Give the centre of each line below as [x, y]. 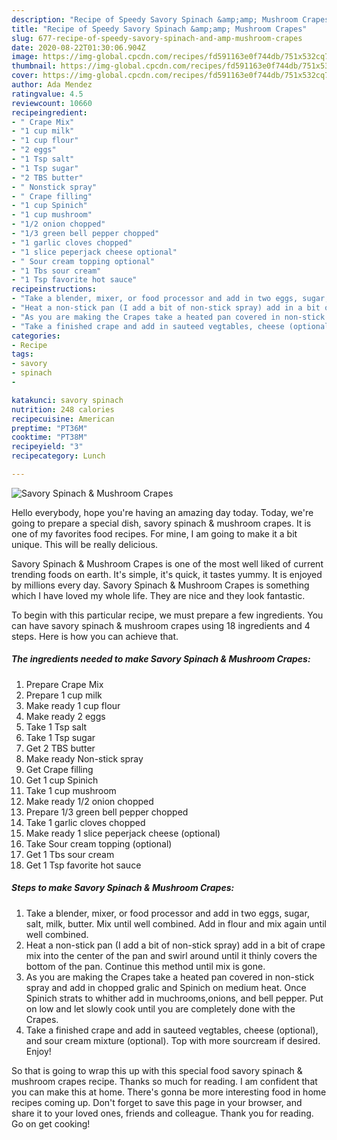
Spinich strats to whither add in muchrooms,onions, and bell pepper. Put [174, 998]
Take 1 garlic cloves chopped [85, 822]
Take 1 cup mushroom [71, 790]
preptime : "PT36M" [49, 428]
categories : [36, 336]
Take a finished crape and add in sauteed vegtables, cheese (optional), [172, 1030]
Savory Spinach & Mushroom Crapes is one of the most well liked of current [167, 563]
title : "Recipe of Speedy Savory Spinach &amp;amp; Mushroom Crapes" [159, 29]
